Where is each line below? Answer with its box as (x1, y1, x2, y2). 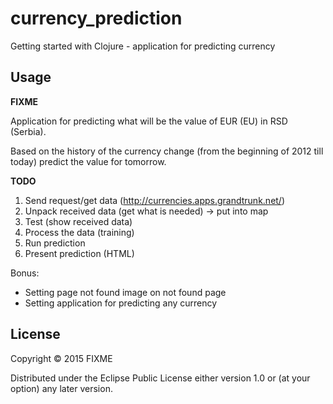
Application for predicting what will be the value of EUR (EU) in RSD (10, 115, 288, 127)
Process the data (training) (24, 226, 135, 238)
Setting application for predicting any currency (24, 297, 218, 309)
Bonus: (10, 267, 40, 279)
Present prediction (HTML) (24, 247, 135, 259)
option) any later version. (10, 382, 113, 394)
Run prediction (24, 237, 86, 249)
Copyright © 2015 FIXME (10, 352, 113, 364)
